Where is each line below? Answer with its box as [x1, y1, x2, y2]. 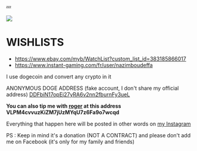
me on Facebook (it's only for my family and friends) [6, 138, 135, 145]
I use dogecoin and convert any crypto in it [6, 73, 112, 80]
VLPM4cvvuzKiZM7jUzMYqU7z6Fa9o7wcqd [6, 108, 120, 116]
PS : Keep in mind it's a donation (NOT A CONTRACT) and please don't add [6, 131, 191, 139]
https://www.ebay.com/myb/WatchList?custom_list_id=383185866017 [14, 55, 186, 62]
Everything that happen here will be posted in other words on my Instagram [6, 120, 192, 127]
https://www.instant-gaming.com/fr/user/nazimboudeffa [14, 61, 153, 68]
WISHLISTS [6, 36, 64, 49]
